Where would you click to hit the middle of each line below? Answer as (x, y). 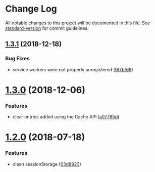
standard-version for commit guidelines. (47, 28)
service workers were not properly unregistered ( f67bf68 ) (73, 69)
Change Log (31, 9)
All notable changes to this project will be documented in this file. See (78, 23)
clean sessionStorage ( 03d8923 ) (47, 164)
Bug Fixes (18, 59)
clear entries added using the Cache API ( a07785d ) (66, 117)
